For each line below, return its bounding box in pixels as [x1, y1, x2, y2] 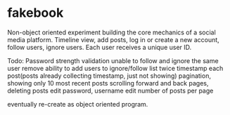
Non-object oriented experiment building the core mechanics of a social [7, 28, 216, 36]
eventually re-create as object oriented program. [7, 100, 148, 108]
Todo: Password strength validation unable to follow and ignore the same [7, 56, 219, 65]
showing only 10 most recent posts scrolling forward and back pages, [7, 79, 209, 87]
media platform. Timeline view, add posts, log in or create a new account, [7, 35, 219, 43]
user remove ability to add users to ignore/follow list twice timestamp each [7, 64, 224, 72]
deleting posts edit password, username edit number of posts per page [7, 86, 214, 95]
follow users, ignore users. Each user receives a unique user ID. [7, 43, 192, 51]
